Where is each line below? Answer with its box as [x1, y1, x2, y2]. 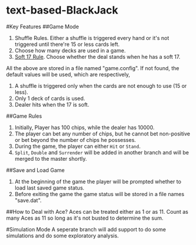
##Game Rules [6, 112, 43, 120]
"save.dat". [14, 197, 42, 204]
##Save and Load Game [6, 166, 65, 174]
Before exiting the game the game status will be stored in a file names [14, 190, 185, 197]
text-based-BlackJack [6, 4, 119, 17]
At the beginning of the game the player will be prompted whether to [14, 178, 182, 185]
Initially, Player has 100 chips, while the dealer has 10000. [14, 124, 155, 131]
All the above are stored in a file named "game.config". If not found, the [6, 64, 179, 71]
